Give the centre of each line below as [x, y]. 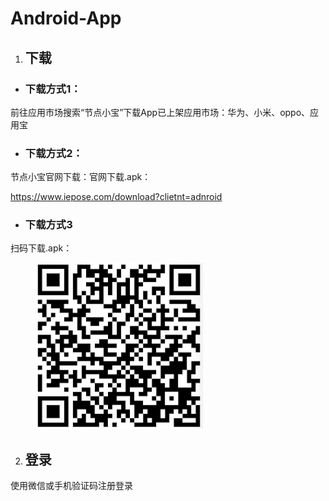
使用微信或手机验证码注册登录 [71, 486]
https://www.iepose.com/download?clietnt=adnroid [116, 197]
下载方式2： [53, 153]
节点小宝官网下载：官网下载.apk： [81, 177]
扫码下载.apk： [41, 248]
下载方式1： [53, 89]
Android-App [66, 18]
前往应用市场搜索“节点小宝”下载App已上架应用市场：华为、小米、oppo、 [160, 112]
